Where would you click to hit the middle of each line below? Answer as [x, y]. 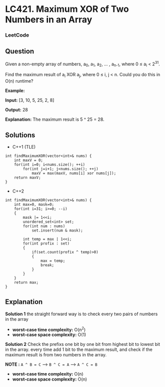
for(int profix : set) [46, 243]
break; [47, 265]
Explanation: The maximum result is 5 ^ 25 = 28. [55, 119]
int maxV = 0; [28, 160]
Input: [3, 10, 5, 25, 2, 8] [30, 100]
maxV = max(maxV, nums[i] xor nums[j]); [74, 173]
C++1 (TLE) [24, 146]
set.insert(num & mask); [57, 230]
